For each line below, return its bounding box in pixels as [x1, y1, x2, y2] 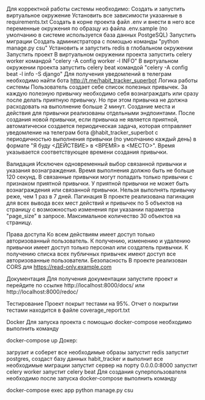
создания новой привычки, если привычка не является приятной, [6, 116, 179, 123]
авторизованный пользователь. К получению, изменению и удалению [6, 237, 191, 244]
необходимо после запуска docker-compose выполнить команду [6, 375, 177, 382]
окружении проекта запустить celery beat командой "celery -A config [6, 64, 188, 71]
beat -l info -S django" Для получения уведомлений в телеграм [6, 70, 172, 77]
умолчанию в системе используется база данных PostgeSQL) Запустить [6, 31, 196, 39]
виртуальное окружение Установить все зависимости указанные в [6, 12, 182, 19]
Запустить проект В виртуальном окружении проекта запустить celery [6, 51, 192, 58]
